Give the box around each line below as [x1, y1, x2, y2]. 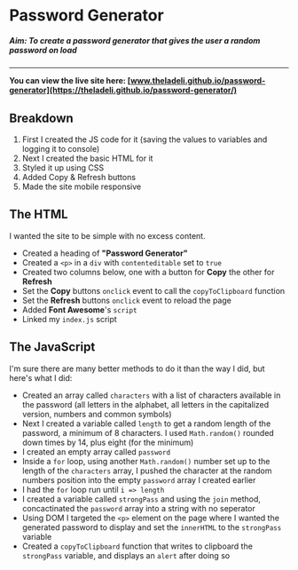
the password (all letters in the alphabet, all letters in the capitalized [21, 399, 270, 409]
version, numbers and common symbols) [21, 408, 172, 419]
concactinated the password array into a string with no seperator [21, 503, 255, 513]
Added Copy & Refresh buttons [21, 171, 136, 182]
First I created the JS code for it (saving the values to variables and [21, 134, 268, 145]
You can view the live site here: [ [9, 75, 131, 86]
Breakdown [9, 110, 74, 125]
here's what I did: [9, 372, 73, 383]
